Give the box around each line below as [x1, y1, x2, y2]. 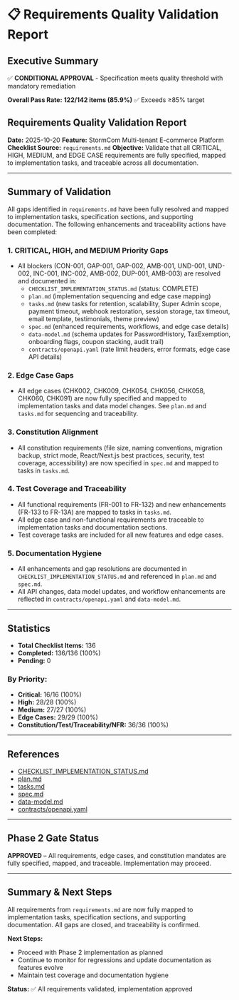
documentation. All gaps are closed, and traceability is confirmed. [7, 920, 201, 929]
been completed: [7, 227, 58, 236]
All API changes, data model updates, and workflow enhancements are [17, 587, 225, 596]
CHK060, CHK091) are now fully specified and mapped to [17, 394, 187, 403]
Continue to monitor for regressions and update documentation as [17, 955, 212, 964]
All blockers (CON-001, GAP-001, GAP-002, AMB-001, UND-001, [17, 261, 207, 270]
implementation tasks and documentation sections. [17, 522, 168, 531]
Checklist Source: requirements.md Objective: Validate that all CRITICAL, [7, 143, 222, 151]
